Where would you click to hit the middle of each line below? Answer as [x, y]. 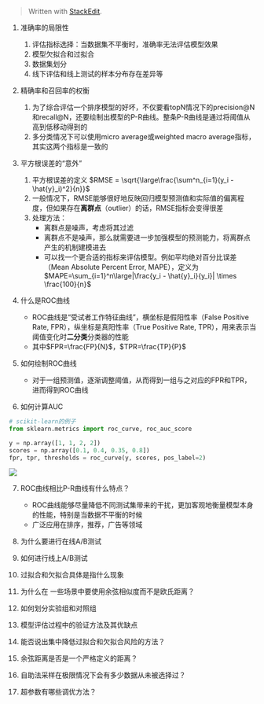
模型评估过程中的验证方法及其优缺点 [79, 625]
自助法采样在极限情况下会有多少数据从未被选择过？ [103, 675]
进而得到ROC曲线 [60, 390]
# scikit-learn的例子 [42, 422]
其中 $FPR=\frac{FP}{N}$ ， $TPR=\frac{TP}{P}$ [109, 346]
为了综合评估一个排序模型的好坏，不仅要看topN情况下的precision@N [143, 107]
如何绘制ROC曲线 [48, 363]
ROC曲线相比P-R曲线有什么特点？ [75, 488]
